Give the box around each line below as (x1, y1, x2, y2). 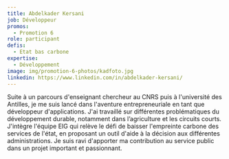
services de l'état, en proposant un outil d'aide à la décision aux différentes (7, 129, 220, 138)
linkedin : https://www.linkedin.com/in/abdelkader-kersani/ (7, 74, 184, 81)
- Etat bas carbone (13, 49, 69, 56)
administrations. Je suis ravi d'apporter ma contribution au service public (7, 137, 215, 145)
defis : (7, 42, 26, 49)
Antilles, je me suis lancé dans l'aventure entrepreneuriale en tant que (7, 100, 205, 109)
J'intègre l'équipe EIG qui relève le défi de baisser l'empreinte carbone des (7, 122, 219, 131)
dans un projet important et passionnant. (7, 144, 122, 152)
